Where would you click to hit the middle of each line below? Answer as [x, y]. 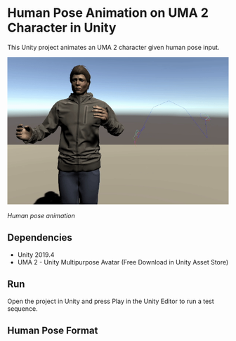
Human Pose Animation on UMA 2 [108, 13]
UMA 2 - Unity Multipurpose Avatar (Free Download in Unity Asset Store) [123, 262]
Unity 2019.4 [36, 255]
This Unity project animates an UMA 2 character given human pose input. [113, 47]
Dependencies [40, 238]
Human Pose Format [53, 330]
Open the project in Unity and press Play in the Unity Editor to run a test [111, 301]
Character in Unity [62, 28]
